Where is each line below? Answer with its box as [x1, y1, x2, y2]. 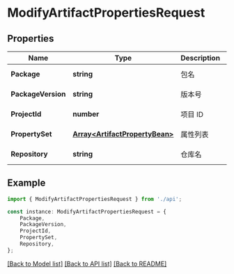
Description [180, 54, 221, 63]
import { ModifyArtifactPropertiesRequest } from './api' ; [7, 195, 182, 202]
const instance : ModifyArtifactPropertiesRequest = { [7, 208, 167, 215]
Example [7, 177, 46, 189]
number [72, 109, 100, 119]
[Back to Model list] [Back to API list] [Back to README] [7, 259, 167, 268]
